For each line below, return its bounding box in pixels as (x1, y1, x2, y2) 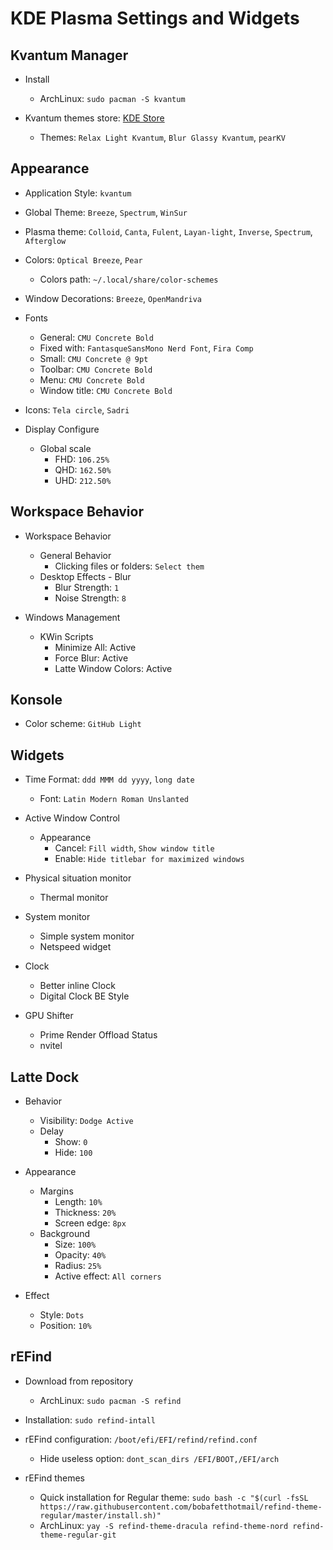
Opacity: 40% (54, 1249, 107, 1261)
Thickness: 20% (54, 1207, 117, 1219)
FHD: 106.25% (54, 453, 110, 465)
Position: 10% (39, 1320, 92, 1332)
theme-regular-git (39, 1530, 117, 1540)
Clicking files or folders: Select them (54, 560, 205, 572)
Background (39, 1228, 91, 1240)
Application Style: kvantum (24, 187, 132, 199)
